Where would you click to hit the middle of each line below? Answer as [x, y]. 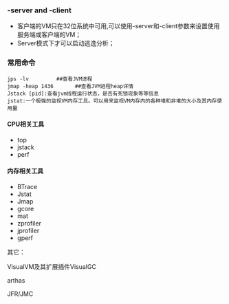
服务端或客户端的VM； [49, 35]
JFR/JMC [20, 294]
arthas [16, 280]
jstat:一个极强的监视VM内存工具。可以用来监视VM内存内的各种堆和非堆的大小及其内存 [112, 101]
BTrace [27, 187]
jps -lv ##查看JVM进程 [50, 79]
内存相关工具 [25, 171]
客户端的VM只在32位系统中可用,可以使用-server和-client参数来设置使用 [118, 26]
